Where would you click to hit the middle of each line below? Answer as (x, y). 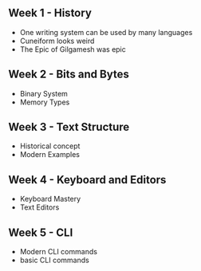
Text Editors (39, 207)
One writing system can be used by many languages (106, 32)
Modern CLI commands (59, 252)
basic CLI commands (54, 260)
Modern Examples (49, 155)
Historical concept (50, 146)
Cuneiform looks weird (57, 41)
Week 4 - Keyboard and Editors (87, 180)
